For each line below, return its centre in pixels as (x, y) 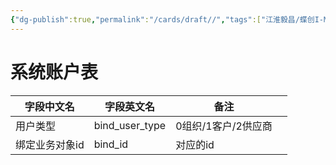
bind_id (111, 144)
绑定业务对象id (50, 144)
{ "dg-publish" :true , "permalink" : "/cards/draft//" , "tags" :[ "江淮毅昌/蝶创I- (167, 19)
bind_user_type (130, 125)
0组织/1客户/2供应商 (224, 126)
